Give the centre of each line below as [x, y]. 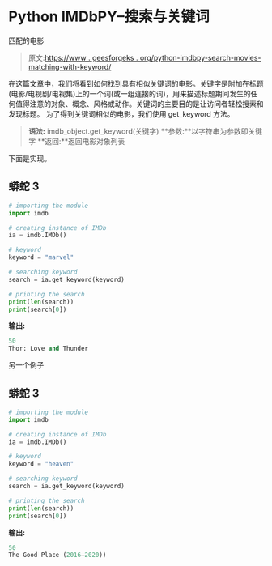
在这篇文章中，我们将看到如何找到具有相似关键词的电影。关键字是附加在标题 [136, 83]
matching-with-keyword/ [70, 66]
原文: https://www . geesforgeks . [83, 57]
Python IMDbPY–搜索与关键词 [109, 17]
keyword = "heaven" [41, 464]
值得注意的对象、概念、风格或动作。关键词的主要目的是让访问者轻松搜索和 [139, 104]
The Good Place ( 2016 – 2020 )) [57, 555]
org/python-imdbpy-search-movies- [200, 57]
